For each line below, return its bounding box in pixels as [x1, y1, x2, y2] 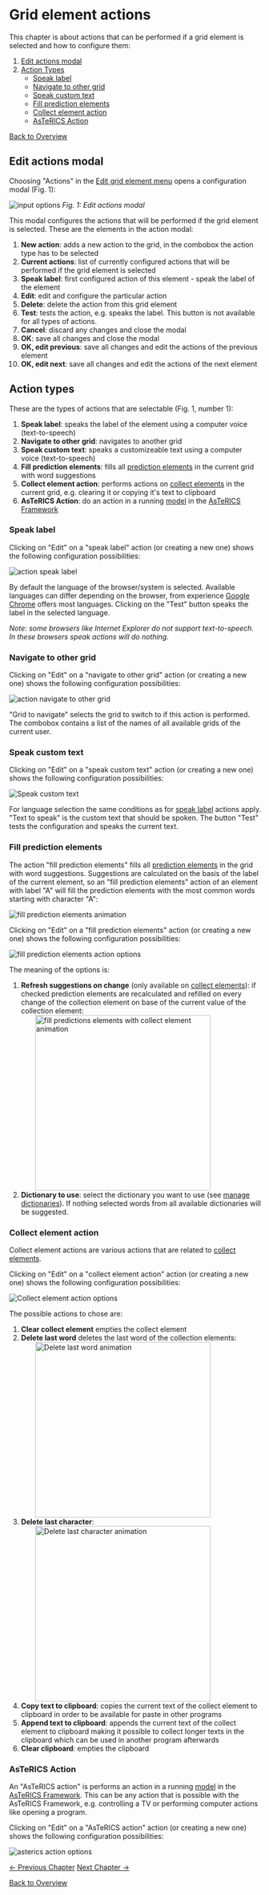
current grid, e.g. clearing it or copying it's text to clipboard [20, 487, 216, 497]
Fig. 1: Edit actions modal [62, 200, 145, 209]
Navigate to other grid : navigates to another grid [20, 436, 183, 446]
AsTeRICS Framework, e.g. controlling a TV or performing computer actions [9, 1799, 259, 1808]
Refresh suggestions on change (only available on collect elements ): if [20, 980, 256, 990]
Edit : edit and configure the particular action [20, 290, 167, 300]
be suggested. [20, 1207, 69, 1216]
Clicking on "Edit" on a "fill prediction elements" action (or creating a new [9, 925, 251, 935]
